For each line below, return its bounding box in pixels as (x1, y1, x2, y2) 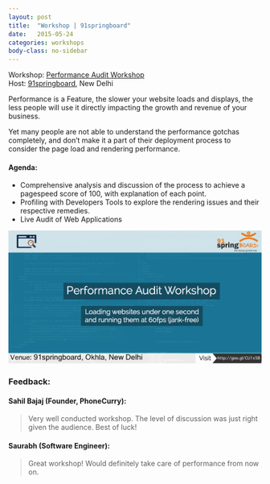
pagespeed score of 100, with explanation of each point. (19, 189, 207, 199)
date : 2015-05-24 (8, 30, 74, 38)
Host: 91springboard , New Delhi (8, 79, 114, 89)
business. (8, 111, 40, 121)
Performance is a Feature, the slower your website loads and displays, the (8, 94, 253, 104)
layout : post (8, 13, 52, 21)
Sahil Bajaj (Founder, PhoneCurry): (8, 395, 127, 406)
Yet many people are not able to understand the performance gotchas (8, 127, 239, 137)
